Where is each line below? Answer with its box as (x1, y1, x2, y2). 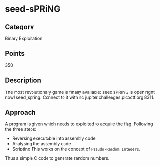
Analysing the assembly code (12, 141, 71, 147)
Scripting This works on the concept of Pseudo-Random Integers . (12, 146, 141, 152)
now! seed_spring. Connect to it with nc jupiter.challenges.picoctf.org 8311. (5, 94, 155, 100)
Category (5, 23, 34, 31)
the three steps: (5, 126, 37, 132)
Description (5, 76, 41, 85)
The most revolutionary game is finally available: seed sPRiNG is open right (5, 89, 155, 95)
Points (5, 49, 25, 58)
